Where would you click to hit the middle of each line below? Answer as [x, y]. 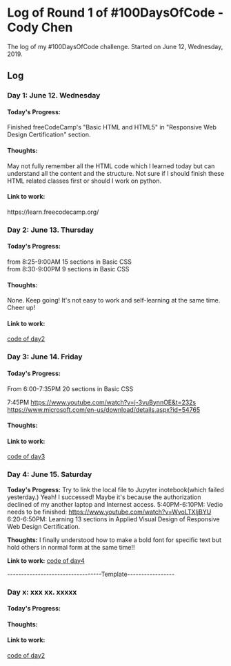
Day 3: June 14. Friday [45, 357]
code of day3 [26, 457]
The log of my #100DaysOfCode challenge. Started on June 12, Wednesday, [115, 46]
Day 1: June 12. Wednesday [54, 96]
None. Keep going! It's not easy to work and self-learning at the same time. [114, 300]
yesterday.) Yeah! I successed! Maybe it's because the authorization [104, 497]
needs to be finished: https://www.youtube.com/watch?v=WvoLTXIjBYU [109, 512]
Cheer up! [21, 308]
